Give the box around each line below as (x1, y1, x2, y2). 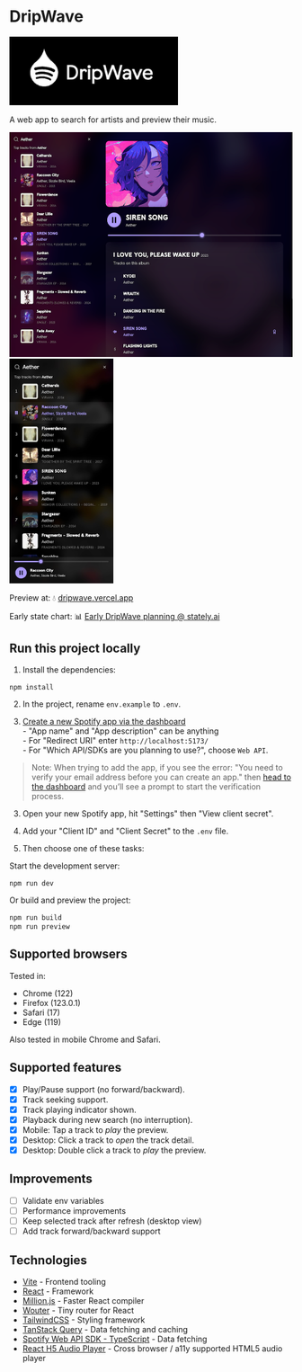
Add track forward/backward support (22, 1225, 161, 1237)
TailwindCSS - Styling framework (22, 1314, 146, 1325)
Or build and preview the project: (9, 895, 131, 905)
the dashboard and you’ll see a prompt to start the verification (31, 781, 262, 792)
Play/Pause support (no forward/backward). (22, 1083, 186, 1094)
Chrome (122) (22, 987, 74, 999)
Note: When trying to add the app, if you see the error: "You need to (31, 762, 283, 772)
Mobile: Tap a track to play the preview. (22, 1124, 169, 1135)
